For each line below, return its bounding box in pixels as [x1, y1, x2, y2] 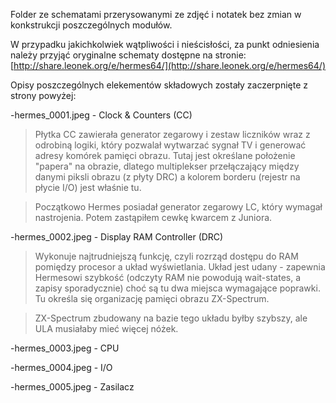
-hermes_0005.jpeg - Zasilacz [10, 381, 135, 393]
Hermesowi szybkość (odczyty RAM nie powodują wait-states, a [34, 272, 302, 283]
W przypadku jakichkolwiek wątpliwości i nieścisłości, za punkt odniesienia [10, 39, 320, 50]
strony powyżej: [10, 90, 77, 101]
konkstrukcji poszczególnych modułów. [10, 19, 173, 31]
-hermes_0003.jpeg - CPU [10, 342, 120, 354]
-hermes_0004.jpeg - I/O [10, 362, 113, 373]
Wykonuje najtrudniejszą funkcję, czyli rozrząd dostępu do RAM [34, 250, 299, 262]
